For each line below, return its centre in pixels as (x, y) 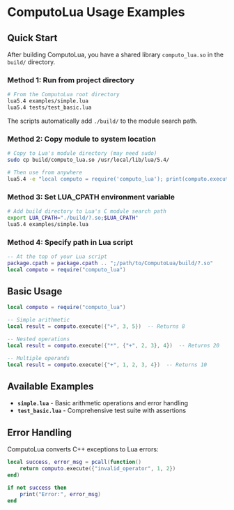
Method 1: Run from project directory (71, 80)
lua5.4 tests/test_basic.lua (49, 108)
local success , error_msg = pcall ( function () (74, 462)
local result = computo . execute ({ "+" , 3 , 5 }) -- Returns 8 (96, 327)
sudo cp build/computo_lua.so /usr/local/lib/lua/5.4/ (88, 160)
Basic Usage (35, 291)
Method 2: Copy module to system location (82, 139)
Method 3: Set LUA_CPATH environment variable (91, 197)
